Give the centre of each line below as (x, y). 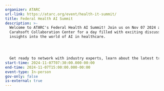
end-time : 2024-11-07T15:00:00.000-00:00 (48, 67)
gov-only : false (21, 76)
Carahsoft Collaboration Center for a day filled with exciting (76, 32)
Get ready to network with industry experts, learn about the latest (82, 58)
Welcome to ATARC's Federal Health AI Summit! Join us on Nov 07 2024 (83, 28)
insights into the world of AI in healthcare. (58, 37)
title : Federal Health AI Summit (39, 18)
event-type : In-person (28, 72)
